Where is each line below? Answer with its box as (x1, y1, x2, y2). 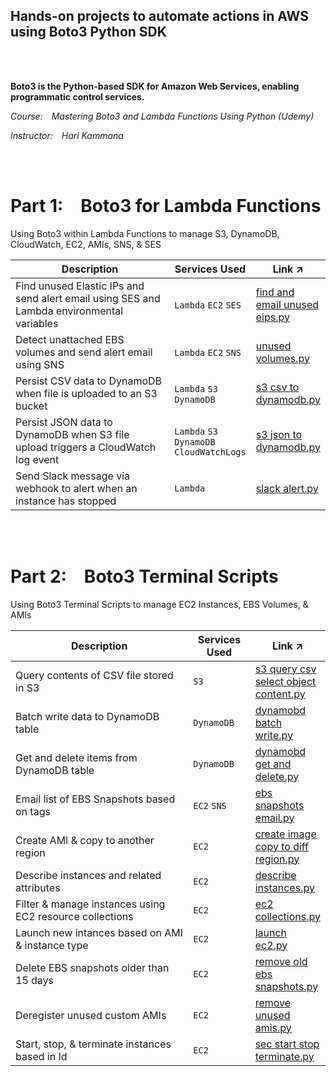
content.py (254, 687, 306, 701)
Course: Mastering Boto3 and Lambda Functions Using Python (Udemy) (10, 110, 315, 122)
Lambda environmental (15, 304, 124, 318)
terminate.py (254, 1049, 315, 1063)
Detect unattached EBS (15, 332, 125, 346)
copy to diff (254, 839, 310, 853)
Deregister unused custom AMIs (15, 1008, 167, 1022)
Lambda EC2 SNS (174, 347, 242, 358)
